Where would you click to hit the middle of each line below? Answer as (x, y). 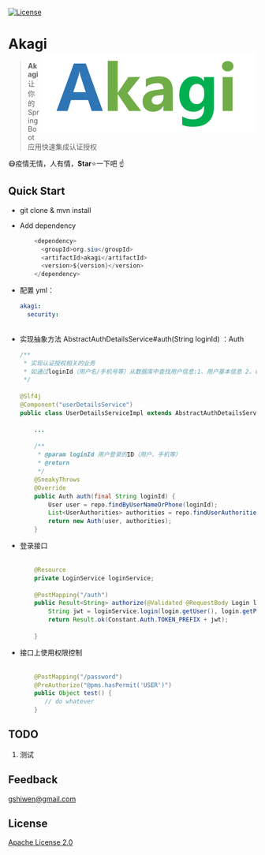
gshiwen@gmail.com (42, 799)
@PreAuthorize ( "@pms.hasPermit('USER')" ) (103, 685)
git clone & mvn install (55, 210)
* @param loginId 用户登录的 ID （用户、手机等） (109, 455)
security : (43, 315)
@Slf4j (30, 397)
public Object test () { (73, 693)
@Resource (50, 569)
